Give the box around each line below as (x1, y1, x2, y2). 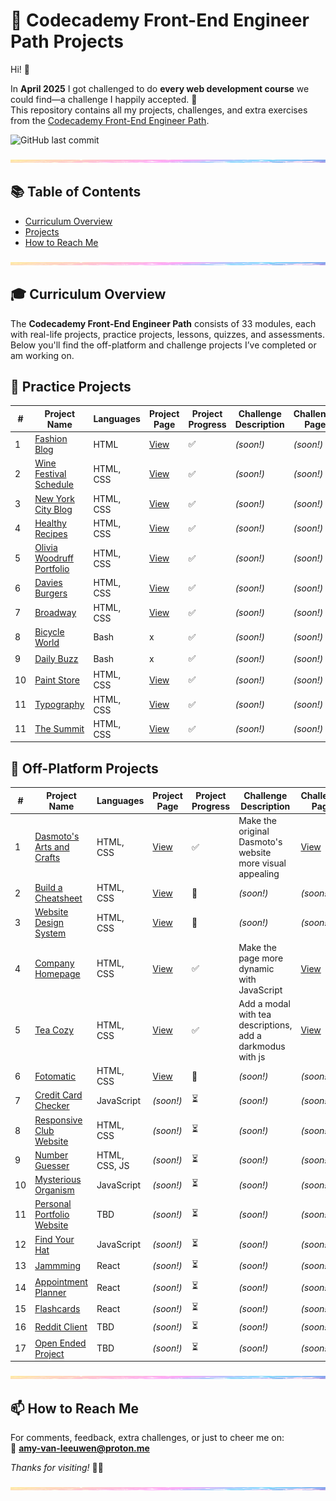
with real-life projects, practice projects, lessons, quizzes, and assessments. (10, 328, 325, 340)
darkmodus (238, 1040, 286, 1052)
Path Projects (10, 30, 124, 53)
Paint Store (34, 674, 80, 686)
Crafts (34, 852, 61, 864)
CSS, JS (96, 1159, 130, 1171)
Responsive (34, 1114, 83, 1126)
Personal (34, 1198, 72, 1210)
